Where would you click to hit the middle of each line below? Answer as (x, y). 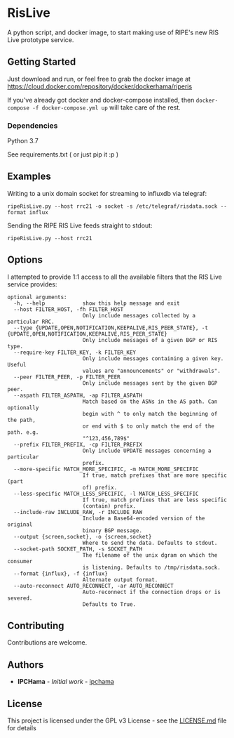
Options (25, 260)
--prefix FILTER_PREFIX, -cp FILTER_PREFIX (78, 444)
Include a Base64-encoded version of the (144, 518)
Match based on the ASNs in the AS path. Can (150, 402)
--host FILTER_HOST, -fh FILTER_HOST (69, 309)
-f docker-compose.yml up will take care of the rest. (106, 107)
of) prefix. (100, 487)
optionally (23, 408)
